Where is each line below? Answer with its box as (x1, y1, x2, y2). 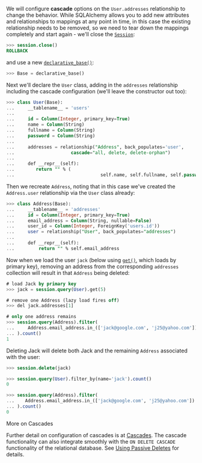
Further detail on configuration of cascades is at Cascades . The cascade (6, 431, 187, 438)
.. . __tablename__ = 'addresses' (6, 206, 101, 212)
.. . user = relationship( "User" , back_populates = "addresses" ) (6, 228, 176, 235)
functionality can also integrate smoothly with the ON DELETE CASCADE (6, 438, 176, 445)
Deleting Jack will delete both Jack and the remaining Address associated (6, 347, 188, 354)
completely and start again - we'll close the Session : (6, 31, 135, 38)
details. (6, 450, 25, 458)
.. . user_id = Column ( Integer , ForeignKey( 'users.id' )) (6, 223, 161, 229)
